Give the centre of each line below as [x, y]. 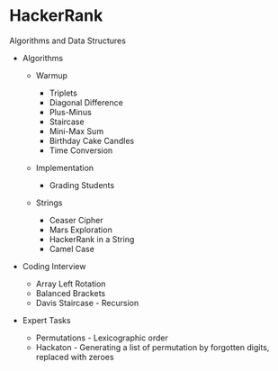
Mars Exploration [81, 230]
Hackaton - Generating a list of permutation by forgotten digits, [152, 347]
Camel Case [72, 249]
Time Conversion [81, 150]
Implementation [65, 167]
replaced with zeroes [75, 357]
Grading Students [82, 185]
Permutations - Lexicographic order [102, 338]
